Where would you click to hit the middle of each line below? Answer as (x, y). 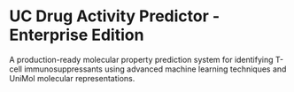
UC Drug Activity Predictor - (115, 16)
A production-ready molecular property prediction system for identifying (141, 59)
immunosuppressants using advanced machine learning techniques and (155, 69)
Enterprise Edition (77, 35)
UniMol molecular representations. (72, 78)
